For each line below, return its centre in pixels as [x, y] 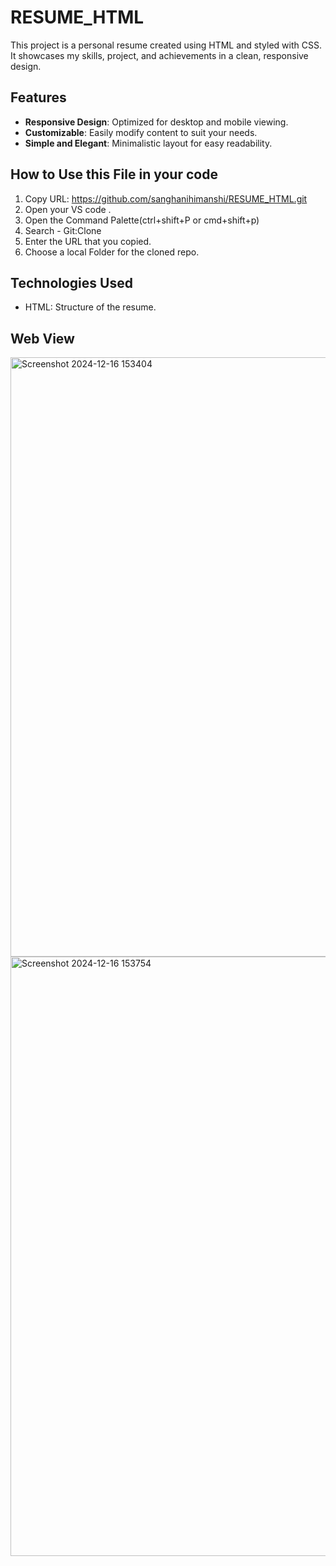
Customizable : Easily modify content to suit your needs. [141, 132]
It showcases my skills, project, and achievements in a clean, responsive [159, 55]
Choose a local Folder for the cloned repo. [112, 252]
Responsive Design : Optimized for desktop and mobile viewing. [156, 122]
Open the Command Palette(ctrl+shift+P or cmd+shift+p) [142, 220]
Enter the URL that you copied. [88, 241]
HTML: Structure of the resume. [90, 307]
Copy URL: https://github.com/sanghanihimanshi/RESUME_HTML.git [166, 198]
